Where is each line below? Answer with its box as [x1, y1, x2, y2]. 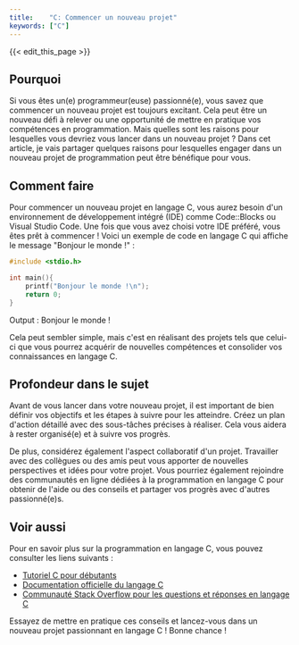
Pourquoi [9, 71, 62, 87]
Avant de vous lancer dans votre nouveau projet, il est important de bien [9, 400, 275, 411]
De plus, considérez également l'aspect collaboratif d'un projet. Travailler [9, 446, 279, 457]
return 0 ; [25, 289, 62, 299]
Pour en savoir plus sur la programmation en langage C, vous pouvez [9, 543, 263, 554]
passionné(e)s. [9, 493, 64, 505]
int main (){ [9, 273, 54, 282]
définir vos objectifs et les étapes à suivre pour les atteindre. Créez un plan [9, 410, 286, 421]
